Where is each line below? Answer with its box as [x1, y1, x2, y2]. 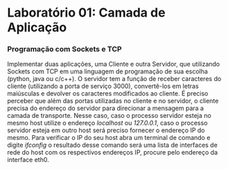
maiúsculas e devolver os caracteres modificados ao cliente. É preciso [7, 89, 209, 98]
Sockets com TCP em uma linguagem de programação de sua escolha [7, 67, 208, 75]
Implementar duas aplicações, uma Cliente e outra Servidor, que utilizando [7, 60, 220, 69]
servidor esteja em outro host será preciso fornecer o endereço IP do [7, 126, 205, 134]
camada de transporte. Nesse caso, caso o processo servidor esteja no [7, 112, 211, 120]
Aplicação [7, 19, 67, 35]
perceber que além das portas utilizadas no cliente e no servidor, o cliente [7, 97, 219, 105]
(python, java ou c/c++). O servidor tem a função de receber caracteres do [7, 75, 222, 83]
